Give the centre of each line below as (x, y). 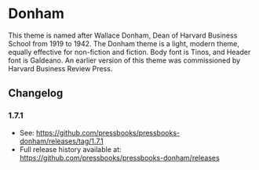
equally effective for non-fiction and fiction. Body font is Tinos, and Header (129, 52)
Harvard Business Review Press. (60, 68)
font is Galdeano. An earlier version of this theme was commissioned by (124, 60)
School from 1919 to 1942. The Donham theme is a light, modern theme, (124, 43)
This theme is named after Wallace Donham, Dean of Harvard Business (123, 35)
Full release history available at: (70, 149)
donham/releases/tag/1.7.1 (61, 141)
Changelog (36, 94)
